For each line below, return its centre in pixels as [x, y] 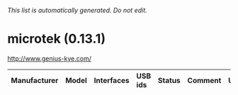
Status [169, 80]
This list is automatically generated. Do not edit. [77, 10]
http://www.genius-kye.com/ [50, 58]
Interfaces [112, 80]
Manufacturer [35, 80]
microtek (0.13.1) [57, 39]
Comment [204, 80]
